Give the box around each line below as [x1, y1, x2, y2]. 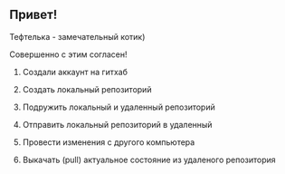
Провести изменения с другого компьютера [22, 136, 195, 148]
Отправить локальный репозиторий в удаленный [22, 119, 213, 130]
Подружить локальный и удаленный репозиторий [22, 101, 215, 112]
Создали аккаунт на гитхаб [22, 66, 128, 77]
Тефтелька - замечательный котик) [9, 31, 146, 42]
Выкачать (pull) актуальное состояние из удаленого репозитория [22, 154, 276, 165]
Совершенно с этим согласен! [9, 49, 128, 60]
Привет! [9, 7, 58, 23]
